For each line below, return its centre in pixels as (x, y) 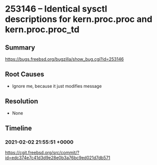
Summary (20, 47)
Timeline (19, 128)
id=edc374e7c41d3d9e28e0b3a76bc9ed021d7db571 (58, 158)
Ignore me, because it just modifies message (57, 86)
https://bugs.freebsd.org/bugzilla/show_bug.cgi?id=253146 (64, 59)
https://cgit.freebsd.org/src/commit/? (42, 153)
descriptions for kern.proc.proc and (79, 19)
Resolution (22, 101)
